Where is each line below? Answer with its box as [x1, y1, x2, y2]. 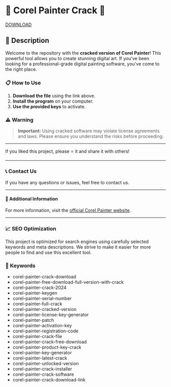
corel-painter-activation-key [12, 323, 72, 329]
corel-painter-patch [12, 317, 54, 323]
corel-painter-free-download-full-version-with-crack [12, 279, 124, 285]
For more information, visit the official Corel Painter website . [5, 207, 131, 213]
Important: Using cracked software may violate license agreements [17, 128, 160, 134]
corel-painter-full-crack [12, 301, 63, 307]
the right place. [5, 66, 37, 72]
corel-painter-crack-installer [12, 366, 72, 372]
